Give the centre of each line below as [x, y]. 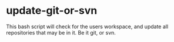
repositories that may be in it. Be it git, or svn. [61, 32]
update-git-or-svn [52, 11]
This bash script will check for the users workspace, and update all [87, 26]
